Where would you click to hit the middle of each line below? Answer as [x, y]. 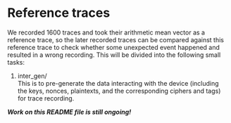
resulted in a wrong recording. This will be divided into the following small [114, 55]
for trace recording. [46, 98]
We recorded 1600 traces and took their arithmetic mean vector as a [106, 32]
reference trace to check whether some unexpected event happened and [114, 47]
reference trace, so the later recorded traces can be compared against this [115, 39]
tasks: [16, 62]
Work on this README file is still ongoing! [69, 112]
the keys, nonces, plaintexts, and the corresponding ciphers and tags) [119, 91]
